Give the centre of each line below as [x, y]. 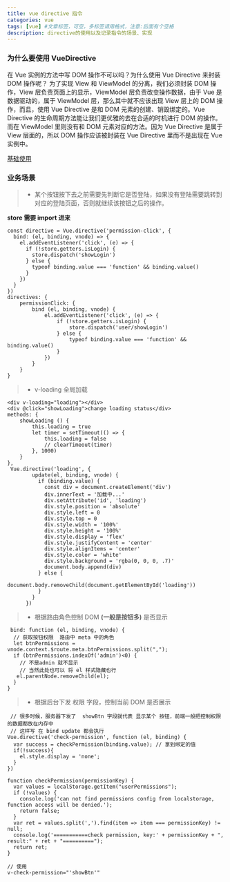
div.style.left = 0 [72, 512]
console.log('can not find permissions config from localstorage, [117, 798]
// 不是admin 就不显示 [49, 663]
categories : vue [30, 20]
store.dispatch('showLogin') [74, 255]
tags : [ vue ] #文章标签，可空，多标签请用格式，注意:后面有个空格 [90, 26]
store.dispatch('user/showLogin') [118, 327]
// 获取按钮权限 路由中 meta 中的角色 [64, 637]
